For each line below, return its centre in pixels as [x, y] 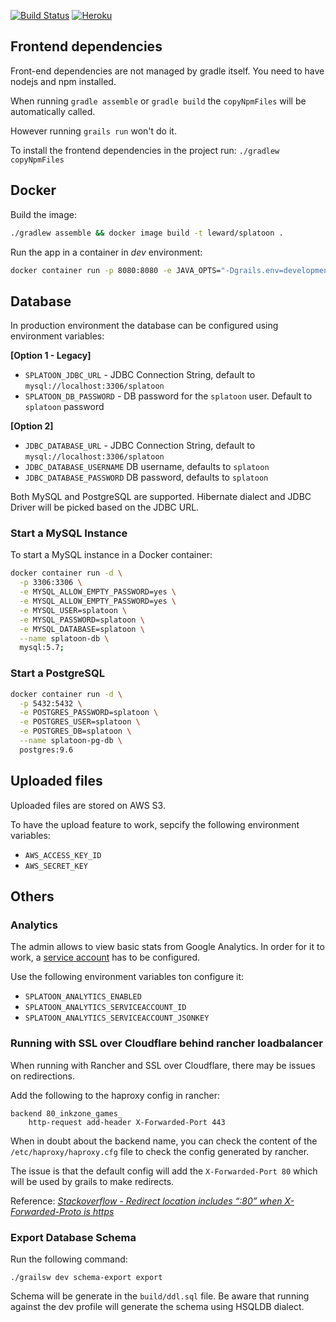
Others [32, 896]
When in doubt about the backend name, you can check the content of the [164, 1141]
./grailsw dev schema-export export [86, 1277]
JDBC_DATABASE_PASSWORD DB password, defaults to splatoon [146, 477]
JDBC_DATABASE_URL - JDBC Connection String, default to [140, 446]
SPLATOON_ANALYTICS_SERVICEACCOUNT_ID [105, 1008]
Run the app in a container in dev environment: [106, 252]
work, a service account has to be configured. [105, 957]
